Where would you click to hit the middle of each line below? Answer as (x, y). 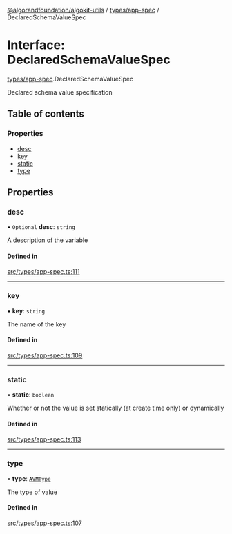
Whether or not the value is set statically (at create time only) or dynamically (116, 408)
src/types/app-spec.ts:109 (45, 355)
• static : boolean (31, 395)
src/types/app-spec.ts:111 (43, 271)
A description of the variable (48, 240)
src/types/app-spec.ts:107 (45, 523)
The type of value (32, 492)
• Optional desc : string (41, 227)
